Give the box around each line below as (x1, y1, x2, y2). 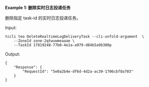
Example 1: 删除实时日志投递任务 (5, 5, 71, 10)
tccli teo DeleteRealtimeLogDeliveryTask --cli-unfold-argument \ (5, 34, 145, 39)
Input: (5, 25, 17, 31)
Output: (5, 51, 20, 57)
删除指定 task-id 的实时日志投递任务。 (5, 15, 81, 21)
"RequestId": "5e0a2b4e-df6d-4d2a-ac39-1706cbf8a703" (22, 69, 133, 74)
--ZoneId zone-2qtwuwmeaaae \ (14, 38, 75, 43)
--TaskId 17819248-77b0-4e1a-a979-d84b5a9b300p (14, 43, 112, 48)
